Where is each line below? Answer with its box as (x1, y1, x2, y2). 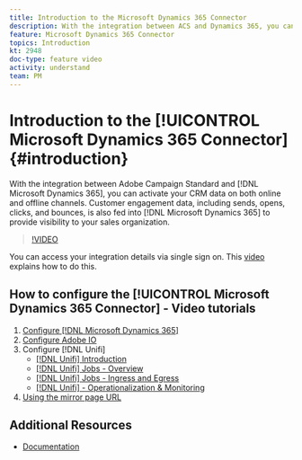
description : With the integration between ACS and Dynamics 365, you (9, 22, 280, 31)
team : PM (9, 72, 42, 81)
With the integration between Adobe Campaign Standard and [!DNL (9, 178, 259, 189)
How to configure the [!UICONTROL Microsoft (9, 287, 270, 302)
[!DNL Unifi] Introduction (35, 353, 128, 364)
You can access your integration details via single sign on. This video (9, 251, 265, 261)
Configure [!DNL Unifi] (22, 343, 106, 355)
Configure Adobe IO (22, 334, 97, 345)
